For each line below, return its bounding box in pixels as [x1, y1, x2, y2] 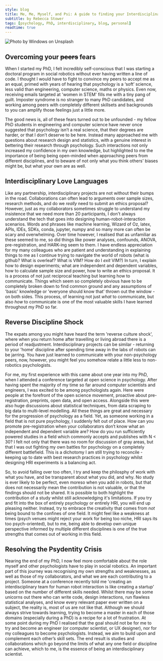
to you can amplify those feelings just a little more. [5, 107, 106, 113]
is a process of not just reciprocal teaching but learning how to [5, 273, 130, 279]
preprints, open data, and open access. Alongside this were [30, 397, 149, 403]
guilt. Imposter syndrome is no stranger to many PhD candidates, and [5, 96, 144, 102]
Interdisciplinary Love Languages [5, 177, 108, 186]
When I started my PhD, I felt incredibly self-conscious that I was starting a [5, 65, 154, 71]
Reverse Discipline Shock [5, 318, 84, 326]
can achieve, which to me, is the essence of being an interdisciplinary [5, 646, 145, 652]
